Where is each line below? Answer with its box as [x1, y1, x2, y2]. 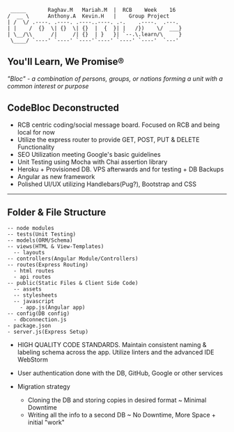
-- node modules [7, 225, 54, 232]
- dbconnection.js [13, 316, 68, 323]
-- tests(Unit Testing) [7, 231, 77, 238]
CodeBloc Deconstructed [7, 102, 120, 114]
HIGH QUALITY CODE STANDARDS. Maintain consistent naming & [17, 341, 207, 349]
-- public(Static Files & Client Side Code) [7, 279, 139, 287]
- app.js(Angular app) [19, 304, 86, 311]
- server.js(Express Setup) [7, 328, 89, 336]
